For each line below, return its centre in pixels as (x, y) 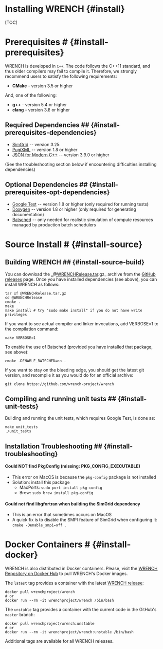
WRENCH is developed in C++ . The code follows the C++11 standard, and (78, 66)
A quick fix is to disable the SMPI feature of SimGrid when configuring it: (85, 520)
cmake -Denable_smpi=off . (39, 525)
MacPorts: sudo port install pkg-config (61, 487)
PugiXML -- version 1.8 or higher (45, 149)
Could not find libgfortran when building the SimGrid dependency (72, 504)
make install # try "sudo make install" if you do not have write (74, 310)
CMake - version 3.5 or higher (42, 86)
